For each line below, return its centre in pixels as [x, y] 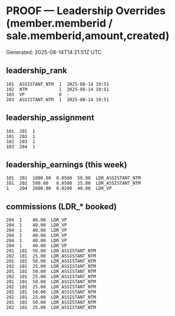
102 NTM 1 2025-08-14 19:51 [58, 89]
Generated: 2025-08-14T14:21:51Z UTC [54, 52]
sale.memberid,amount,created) [88, 36]
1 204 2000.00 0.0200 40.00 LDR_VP [59, 189]
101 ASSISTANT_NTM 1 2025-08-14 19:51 [58, 84]
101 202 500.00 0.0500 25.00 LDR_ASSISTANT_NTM [74, 184]
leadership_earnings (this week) [67, 164]
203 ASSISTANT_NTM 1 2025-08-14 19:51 [58, 99]
